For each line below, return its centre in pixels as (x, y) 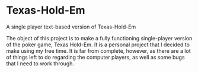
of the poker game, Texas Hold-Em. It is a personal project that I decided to (98, 45)
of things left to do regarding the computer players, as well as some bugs (95, 57)
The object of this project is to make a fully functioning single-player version (99, 38)
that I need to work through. (40, 64)
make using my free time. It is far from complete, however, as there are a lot (98, 50)
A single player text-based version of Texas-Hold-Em (71, 27)
